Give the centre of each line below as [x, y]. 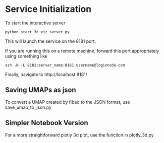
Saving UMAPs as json [41, 90]
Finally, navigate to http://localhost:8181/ [46, 74]
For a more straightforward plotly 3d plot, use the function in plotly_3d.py [80, 135]
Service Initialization [48, 9]
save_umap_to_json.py [28, 107]
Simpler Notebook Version [47, 123]
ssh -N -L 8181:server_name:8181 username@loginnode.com [65, 65]
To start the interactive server [35, 23]
